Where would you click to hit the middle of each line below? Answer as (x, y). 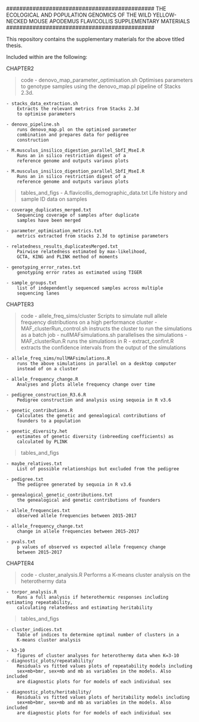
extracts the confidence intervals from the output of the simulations (103, 347)
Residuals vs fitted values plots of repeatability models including (105, 666)
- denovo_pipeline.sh (33, 124)
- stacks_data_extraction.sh (42, 104)
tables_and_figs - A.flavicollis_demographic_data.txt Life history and (104, 193)
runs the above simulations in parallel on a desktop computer (97, 364)
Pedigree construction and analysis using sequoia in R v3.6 (94, 400)
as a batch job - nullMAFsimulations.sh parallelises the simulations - (104, 335)
